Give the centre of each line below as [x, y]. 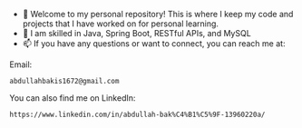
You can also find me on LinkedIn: [73, 98]
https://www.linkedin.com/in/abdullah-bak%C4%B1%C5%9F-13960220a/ [137, 114]
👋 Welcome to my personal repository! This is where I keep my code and [158, 14]
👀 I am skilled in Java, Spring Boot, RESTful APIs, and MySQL [136, 33]
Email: [21, 64]
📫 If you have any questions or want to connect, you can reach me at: [154, 44]
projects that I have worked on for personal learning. [121, 24]
